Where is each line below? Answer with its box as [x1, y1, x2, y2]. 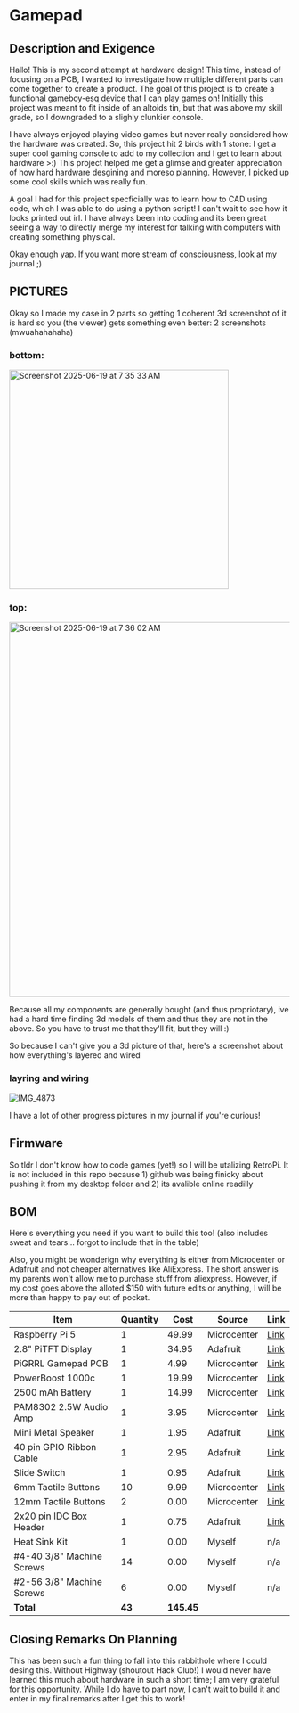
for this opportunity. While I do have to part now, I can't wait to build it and [9, 1684, 280, 1694]
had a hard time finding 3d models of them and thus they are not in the [9, 1013, 269, 1025]
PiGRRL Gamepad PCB [13, 1357, 109, 1370]
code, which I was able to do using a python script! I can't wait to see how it [9, 203, 287, 214]
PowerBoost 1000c [13, 1372, 96, 1384]
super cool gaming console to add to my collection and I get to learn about [9, 148, 283, 159]
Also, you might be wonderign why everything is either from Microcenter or [9, 1254, 286, 1266]
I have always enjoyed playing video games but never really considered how [9, 129, 289, 139]
